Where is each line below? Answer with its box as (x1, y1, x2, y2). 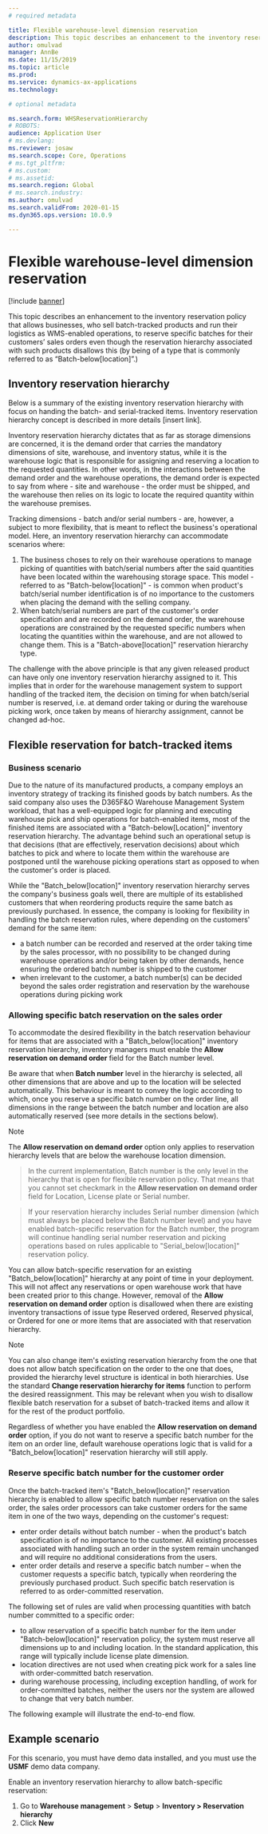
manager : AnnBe (8, 49, 59, 57)
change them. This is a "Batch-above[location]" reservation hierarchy (19, 640, 249, 650)
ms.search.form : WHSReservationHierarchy (8, 114, 148, 122)
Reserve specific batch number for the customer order (8, 1468, 225, 1479)
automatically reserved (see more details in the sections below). (8, 1111, 219, 1121)
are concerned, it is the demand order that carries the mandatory (8, 439, 222, 449)
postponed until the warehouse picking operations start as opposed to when (8, 857, 259, 867)
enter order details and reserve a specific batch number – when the (19, 1561, 242, 1570)
